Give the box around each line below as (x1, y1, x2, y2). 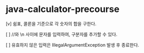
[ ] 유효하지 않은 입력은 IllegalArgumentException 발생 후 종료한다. (6, 41, 139, 48)
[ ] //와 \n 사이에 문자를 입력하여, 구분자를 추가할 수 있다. (6, 31, 118, 37)
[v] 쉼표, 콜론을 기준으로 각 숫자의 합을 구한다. (6, 20, 97, 26)
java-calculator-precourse (6, 3, 120, 15)
